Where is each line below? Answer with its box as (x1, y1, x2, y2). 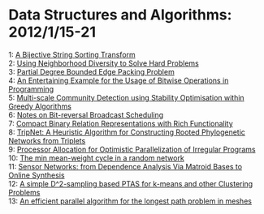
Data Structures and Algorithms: (8, 6, 232, 24)
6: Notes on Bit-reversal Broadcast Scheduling (8, 109, 164, 119)
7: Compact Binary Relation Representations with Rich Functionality (8, 118, 233, 128)
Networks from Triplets (8, 135, 86, 145)
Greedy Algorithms (8, 101, 71, 111)
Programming (8, 83, 54, 94)
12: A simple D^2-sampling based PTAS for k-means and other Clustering (8, 178, 253, 188)
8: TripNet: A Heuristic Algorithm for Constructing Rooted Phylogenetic (8, 127, 246, 137)
